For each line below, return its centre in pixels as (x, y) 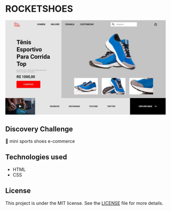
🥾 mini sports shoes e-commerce (40, 141)
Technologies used (36, 157)
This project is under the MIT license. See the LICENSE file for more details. (84, 203)
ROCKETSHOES (39, 9)
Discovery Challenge (39, 129)
